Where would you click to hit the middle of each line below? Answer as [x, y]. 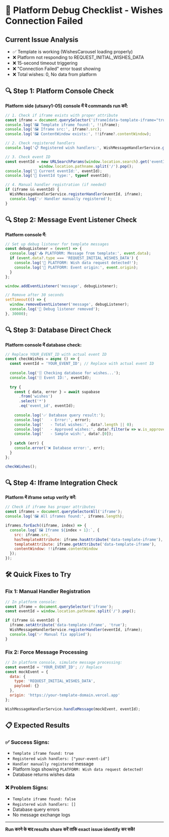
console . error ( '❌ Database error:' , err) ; [60, 448]
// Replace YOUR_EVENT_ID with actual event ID [56, 354]
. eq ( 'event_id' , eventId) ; [47, 406]
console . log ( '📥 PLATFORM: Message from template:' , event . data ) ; [80, 253]
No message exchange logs [41, 815]
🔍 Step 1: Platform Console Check [60, 91]
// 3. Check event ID [28, 157]
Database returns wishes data [44, 775]
